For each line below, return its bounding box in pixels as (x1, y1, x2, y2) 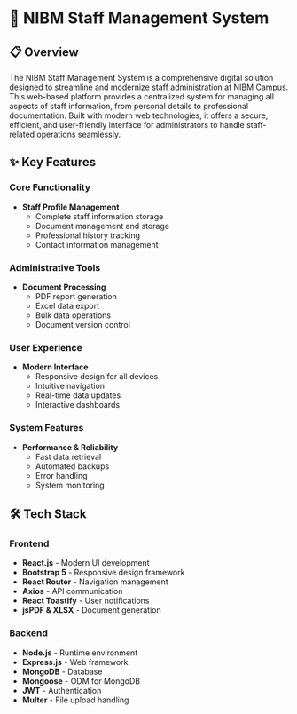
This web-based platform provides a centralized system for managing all (9, 91, 275, 101)
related (9, 129, 35, 139)
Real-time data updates (35, 390, 121, 401)
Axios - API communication (21, 586, 123, 597)
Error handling (35, 470, 88, 480)
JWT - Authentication (21, 685, 102, 695)
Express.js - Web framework (21, 656, 129, 667)
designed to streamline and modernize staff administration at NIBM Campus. (9, 82, 289, 92)
